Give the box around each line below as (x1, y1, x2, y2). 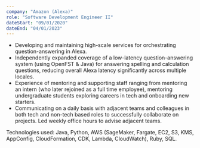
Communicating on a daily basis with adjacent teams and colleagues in (14, 105, 190, 112)
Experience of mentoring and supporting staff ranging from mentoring (14, 80, 187, 87)
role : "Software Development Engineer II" (6, 14, 113, 20)
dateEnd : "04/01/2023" (6, 25, 63, 32)
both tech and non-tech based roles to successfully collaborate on (14, 111, 179, 118)
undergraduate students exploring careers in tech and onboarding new (14, 92, 189, 99)
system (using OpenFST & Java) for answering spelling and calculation (14, 61, 189, 68)
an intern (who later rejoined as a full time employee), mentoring (14, 86, 173, 93)
